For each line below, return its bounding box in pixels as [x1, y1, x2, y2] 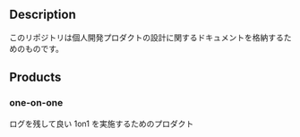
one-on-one [9, 97, 64, 109]
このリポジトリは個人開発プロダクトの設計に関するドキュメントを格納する [9, 31, 284, 43]
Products [9, 70, 62, 85]
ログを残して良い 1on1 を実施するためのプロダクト [9, 118, 194, 129]
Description [9, 7, 76, 22]
